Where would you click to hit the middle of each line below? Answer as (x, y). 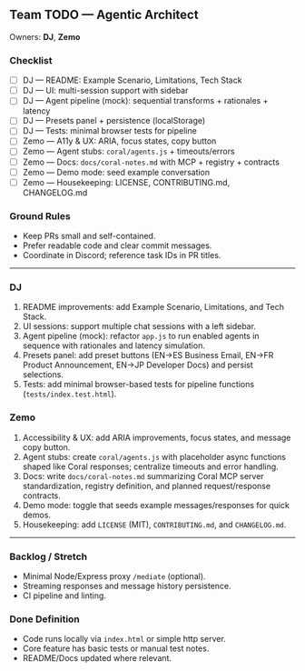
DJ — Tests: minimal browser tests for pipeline (109, 131)
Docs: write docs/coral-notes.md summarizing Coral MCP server (143, 476)
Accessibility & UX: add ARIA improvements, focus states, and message (157, 437)
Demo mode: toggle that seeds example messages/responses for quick (156, 505)
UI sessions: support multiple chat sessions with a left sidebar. (139, 326)
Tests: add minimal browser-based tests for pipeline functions (138, 385)
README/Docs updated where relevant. (97, 658)
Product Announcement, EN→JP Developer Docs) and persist (138, 365)
